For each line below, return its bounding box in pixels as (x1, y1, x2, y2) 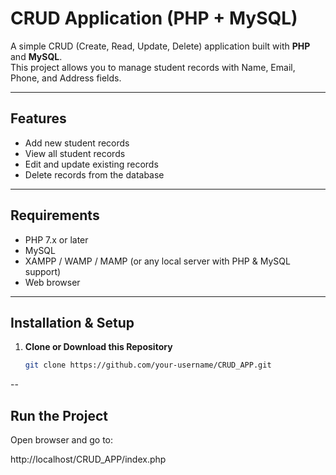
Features (10, 110, 67, 127)
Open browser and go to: (10, 434, 114, 446)
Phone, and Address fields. (10, 72, 122, 84)
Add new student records (24, 137, 130, 149)
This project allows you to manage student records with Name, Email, (10, 61, 296, 73)
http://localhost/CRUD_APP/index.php (10, 453, 167, 466)
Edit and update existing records (24, 158, 159, 170)
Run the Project (10, 407, 108, 424)
